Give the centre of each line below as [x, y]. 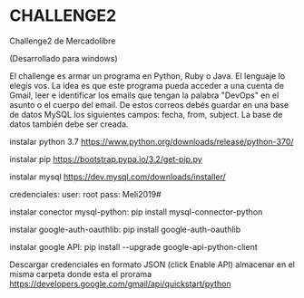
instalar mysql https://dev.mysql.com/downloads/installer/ [118, 177]
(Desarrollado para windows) [64, 58]
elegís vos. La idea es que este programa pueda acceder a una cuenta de [147, 85]
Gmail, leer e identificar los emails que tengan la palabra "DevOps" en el [144, 95]
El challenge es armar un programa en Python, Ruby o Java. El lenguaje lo [147, 76]
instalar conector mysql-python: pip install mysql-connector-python [136, 211]
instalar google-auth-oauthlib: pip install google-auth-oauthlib [125, 229]
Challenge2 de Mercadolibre [63, 41]
